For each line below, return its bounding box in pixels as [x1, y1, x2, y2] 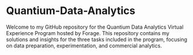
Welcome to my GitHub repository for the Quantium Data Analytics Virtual [6, 23, 184, 30]
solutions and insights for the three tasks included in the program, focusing [6, 36, 188, 43]
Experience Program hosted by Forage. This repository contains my [6, 29, 170, 36]
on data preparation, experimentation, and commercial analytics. [6, 42, 162, 49]
